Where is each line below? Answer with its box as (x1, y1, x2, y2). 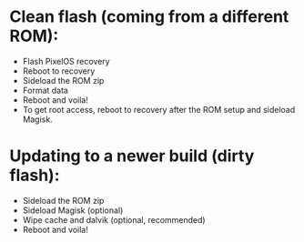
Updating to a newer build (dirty (9, 146, 255, 166)
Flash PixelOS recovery (22, 55, 111, 66)
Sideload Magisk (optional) (22, 205, 124, 216)
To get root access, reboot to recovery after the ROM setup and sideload (22, 104, 296, 115)
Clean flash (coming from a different (9, 6, 289, 27)
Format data (22, 85, 68, 96)
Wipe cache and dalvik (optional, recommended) (22, 214, 207, 225)
